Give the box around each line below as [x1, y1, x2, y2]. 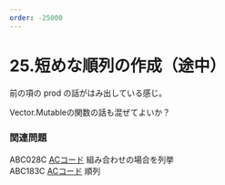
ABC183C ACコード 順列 [9, 165, 101, 176]
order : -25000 [9, 13, 64, 23]
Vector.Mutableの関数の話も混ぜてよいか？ [9, 107, 171, 118]
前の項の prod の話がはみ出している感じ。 [9, 87, 168, 98]
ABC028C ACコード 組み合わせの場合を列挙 [9, 154, 175, 165]
